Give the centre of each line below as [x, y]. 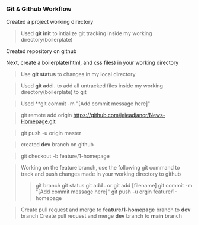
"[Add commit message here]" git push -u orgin [94, 192]
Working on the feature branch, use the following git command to [100, 168]
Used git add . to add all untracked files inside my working [92, 86]
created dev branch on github [57, 145]
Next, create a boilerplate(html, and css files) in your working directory [92, 63]
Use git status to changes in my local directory [78, 74]
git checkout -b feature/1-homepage [65, 156]
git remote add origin [46, 115]
